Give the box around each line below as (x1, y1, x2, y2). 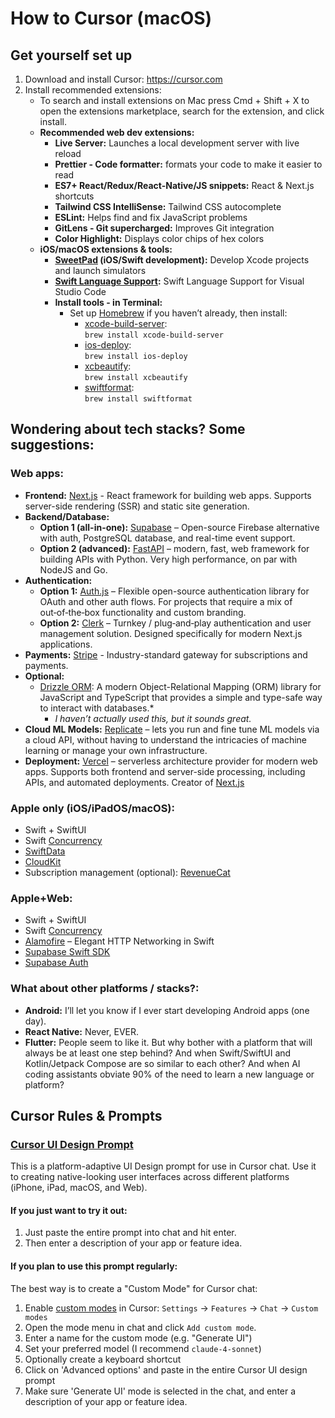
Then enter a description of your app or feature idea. (24, 1237, 243, 1249)
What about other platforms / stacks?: (10, 982, 200, 996)
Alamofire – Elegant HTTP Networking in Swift (24, 935, 215, 947)
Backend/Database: (24, 510, 110, 522)
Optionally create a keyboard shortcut (24, 1353, 182, 1365)
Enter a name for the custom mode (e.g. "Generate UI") (24, 1332, 253, 1344)
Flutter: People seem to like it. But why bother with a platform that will (24, 1036, 313, 1048)
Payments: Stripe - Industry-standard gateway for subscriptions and (24, 648, 308, 661)
